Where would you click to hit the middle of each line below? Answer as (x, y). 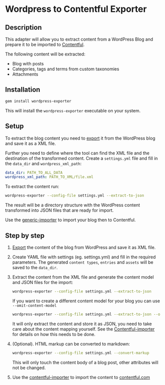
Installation (23, 90)
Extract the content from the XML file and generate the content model (83, 277)
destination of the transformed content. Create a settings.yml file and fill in (82, 158)
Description (23, 27)
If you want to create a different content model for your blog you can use (86, 301)
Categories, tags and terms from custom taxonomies (66, 69)
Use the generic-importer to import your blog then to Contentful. (70, 220)
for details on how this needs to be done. (54, 334)
